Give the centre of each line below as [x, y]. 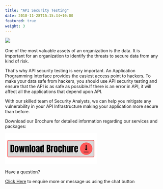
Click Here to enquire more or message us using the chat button [70, 182]
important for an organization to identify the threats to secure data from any [81, 56]
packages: [16, 126]
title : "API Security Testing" [37, 10]
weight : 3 [15, 26]
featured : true [21, 21]
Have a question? [23, 172]
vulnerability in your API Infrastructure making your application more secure [82, 106]
